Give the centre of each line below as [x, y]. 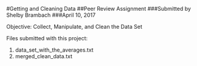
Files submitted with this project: [47, 38]
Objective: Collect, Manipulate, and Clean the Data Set [74, 27]
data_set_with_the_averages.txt [54, 50]
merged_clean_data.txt [44, 56]
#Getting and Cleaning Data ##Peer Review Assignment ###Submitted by [99, 9]
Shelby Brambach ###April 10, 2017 [51, 15]
